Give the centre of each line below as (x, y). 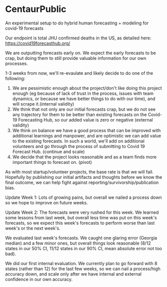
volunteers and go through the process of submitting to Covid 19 (79, 146)
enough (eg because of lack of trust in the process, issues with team (83, 93)
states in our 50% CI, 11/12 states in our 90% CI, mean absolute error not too (83, 248)
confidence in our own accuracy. (39, 279)
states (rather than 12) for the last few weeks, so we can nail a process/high (83, 269)
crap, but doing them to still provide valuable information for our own (76, 58)
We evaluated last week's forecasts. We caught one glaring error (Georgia (81, 238)
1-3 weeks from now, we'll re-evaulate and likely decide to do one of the (79, 73)
